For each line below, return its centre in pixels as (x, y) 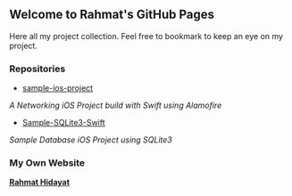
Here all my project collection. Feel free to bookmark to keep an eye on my (146, 36)
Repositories (38, 69)
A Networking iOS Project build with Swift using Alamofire (116, 105)
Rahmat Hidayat (39, 183)
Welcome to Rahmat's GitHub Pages (112, 15)
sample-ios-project (58, 88)
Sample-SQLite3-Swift (63, 123)
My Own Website (47, 163)
